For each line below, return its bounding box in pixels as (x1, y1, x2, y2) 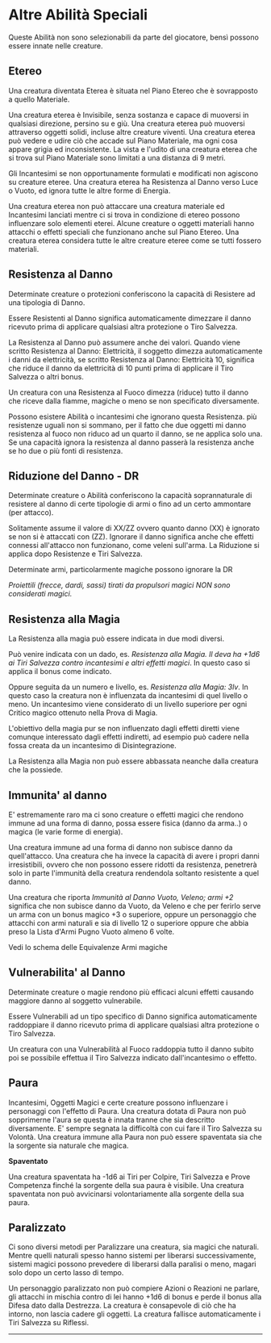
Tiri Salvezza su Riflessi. (8, 1318, 90, 1328)
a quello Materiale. (8, 94, 70, 104)
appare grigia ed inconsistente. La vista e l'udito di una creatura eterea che (8, 144, 258, 154)
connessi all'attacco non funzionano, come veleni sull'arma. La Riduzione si (8, 541, 260, 550)
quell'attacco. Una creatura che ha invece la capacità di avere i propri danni (8, 851, 260, 860)
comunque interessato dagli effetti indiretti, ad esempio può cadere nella (8, 732, 250, 742)
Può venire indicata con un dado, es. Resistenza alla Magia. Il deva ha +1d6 (8, 650, 261, 659)
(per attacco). (8, 508, 54, 517)
